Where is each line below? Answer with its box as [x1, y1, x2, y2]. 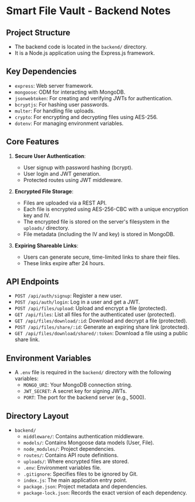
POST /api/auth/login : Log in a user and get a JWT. [14, 299, 140, 306]
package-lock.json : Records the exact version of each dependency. [23, 489, 187, 496]
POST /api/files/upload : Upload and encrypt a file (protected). [14, 305, 167, 312]
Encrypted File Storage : [14, 187, 73, 195]
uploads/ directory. [23, 224, 69, 231]
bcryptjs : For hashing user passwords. [14, 101, 109, 108]
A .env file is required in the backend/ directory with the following [14, 369, 172, 376]
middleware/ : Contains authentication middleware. [23, 433, 144, 440]
